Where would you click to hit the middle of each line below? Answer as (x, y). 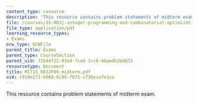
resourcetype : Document (35, 66)
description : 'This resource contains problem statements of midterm (93, 17)
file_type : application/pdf (41, 28)
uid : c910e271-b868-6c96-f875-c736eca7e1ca (60, 77)
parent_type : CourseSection (41, 55)
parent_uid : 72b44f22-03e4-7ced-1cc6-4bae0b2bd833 (70, 61)
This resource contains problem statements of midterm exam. (81, 94)
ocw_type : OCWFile (29, 45)
